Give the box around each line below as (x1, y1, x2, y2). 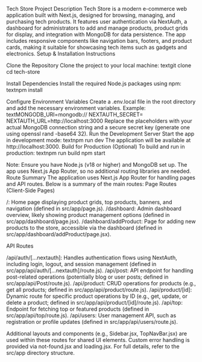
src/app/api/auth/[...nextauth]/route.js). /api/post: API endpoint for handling (6, 267, 194, 274)
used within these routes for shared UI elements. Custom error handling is (6, 337, 190, 343)
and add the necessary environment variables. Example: (6, 105, 146, 111)
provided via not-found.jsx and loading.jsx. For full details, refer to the (6, 343, 180, 350)
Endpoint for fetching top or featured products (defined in (6, 305, 150, 312)
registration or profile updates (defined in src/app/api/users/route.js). (6, 318, 178, 325)
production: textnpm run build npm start (6, 149, 106, 157)
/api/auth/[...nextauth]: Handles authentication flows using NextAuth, (6, 254, 177, 261)
